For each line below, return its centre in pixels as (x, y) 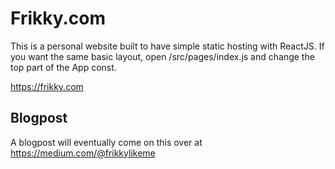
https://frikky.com (47, 86)
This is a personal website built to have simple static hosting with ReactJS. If (167, 46)
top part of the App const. (63, 67)
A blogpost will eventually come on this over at (106, 142)
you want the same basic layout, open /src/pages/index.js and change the (162, 56)
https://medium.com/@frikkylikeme (83, 153)
